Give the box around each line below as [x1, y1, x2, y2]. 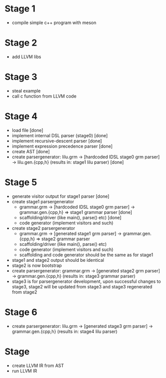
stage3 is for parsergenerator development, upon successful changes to [11, 278, 161, 284]
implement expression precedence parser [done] [11, 143, 113, 149]
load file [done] [11, 127, 43, 133]
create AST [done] [11, 148, 50, 154]
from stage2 [11, 289, 37, 295]
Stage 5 [4, 176, 37, 188]
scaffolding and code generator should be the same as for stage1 [19, 251, 153, 258]
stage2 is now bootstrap [11, 262, 62, 268]
